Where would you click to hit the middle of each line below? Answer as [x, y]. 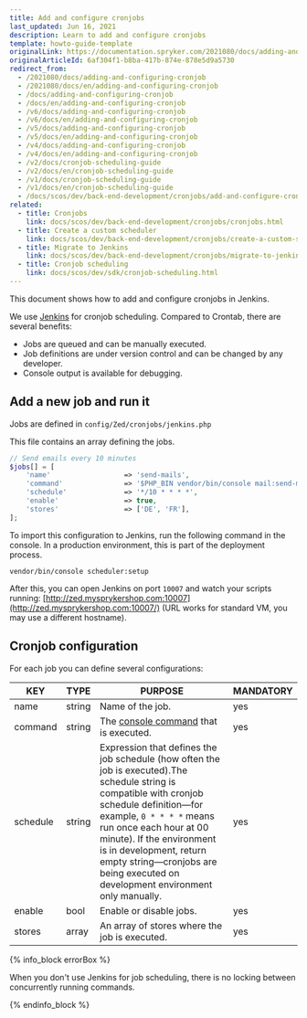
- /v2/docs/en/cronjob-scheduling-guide [95, 171]
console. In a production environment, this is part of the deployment [137, 545]
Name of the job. [136, 706]
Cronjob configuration [74, 647]
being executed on [140, 873]
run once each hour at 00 [154, 827]
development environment [156, 885]
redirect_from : [38, 69]
